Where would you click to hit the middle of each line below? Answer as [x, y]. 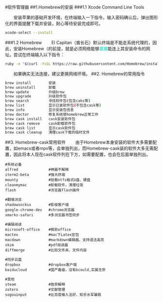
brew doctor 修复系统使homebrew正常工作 [52, 114]
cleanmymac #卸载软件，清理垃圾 [44, 185]
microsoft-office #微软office [38, 230]
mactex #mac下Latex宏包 [42, 235]
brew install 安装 [30, 83]
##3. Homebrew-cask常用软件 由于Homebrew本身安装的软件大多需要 [79, 143]
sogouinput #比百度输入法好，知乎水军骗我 [53, 295]
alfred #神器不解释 [37, 170]
